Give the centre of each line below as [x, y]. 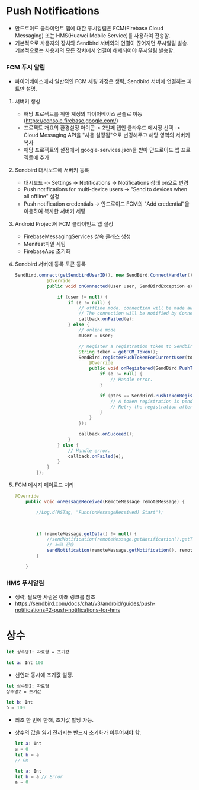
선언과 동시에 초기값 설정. [44, 675]
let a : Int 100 [25, 663]
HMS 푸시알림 [25, 583]
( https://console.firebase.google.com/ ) [71, 121]
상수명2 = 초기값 [24, 691]
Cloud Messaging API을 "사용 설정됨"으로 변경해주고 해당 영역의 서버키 [107, 135]
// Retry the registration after [152, 407]
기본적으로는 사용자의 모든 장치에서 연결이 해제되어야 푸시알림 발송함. [94, 50]
